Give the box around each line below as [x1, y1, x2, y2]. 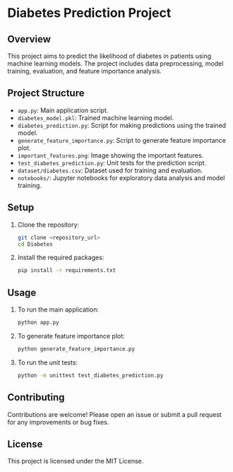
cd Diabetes [17, 240, 53, 248]
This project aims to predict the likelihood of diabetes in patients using [7, 52, 212, 60]
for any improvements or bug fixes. [7, 418, 109, 426]
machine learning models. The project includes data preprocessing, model [7, 59, 224, 68]
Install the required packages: [17, 253, 104, 262]
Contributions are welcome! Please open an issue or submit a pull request [7, 410, 222, 418]
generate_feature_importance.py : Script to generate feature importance [17, 136, 227, 144]
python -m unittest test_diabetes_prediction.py [17, 372, 164, 379]
